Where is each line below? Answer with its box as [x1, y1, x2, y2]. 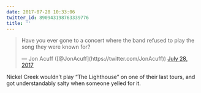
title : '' [6, 20, 32, 26]
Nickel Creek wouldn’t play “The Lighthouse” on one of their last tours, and [6, 74, 195, 81]
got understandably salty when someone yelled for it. [6, 80, 141, 87]
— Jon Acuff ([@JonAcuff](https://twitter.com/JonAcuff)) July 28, [21, 55, 188, 63]
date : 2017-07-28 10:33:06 [6, 9, 75, 15]
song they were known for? [21, 43, 91, 50]
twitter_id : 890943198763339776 [6, 15, 89, 21]
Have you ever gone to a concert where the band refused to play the [21, 37, 195, 44]
